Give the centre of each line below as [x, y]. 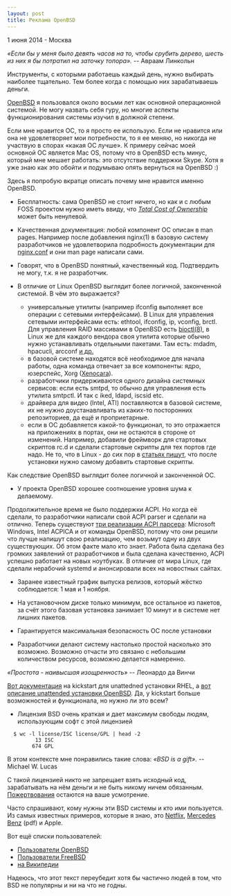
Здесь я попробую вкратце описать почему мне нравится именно [105, 180]
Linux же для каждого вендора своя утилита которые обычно [119, 336]
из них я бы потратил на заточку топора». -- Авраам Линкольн [101, 60]
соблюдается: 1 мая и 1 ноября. [64, 589]
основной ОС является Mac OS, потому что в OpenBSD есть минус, [107, 153]
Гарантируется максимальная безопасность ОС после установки [114, 630]
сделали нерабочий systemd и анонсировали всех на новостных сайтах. [115, 568]
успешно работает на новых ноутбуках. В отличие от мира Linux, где [109, 561]
